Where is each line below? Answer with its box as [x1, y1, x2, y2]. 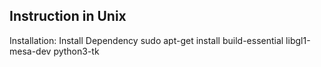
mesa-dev [9, 45, 52, 57]
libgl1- [285, 34, 311, 46]
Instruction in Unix [9, 8, 127, 25]
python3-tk [53, 45, 100, 57]
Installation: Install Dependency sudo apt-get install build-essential [9, 34, 284, 46]
